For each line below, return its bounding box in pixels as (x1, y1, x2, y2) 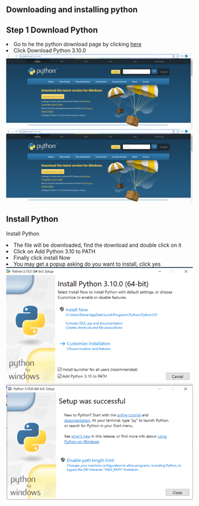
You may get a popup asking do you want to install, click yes (14, 260, 161, 268)
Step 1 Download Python (6, 25, 98, 35)
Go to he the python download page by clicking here (14, 41, 142, 48)
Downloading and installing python (6, 5, 138, 15)
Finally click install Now (14, 254, 71, 261)
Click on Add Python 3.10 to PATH (14, 247, 96, 254)
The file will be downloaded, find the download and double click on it (14, 241, 182, 249)
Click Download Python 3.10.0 (14, 47, 86, 54)
